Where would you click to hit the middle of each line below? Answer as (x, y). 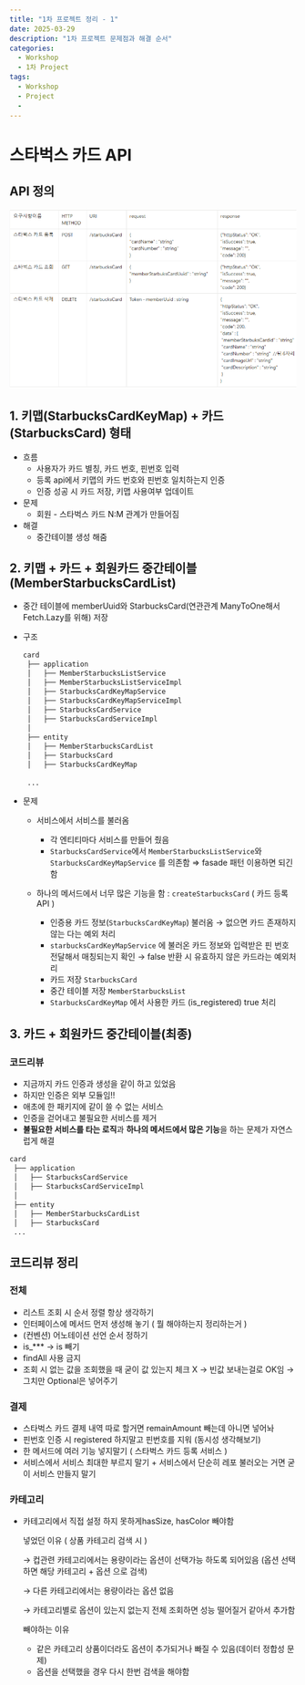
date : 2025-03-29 (42, 29)
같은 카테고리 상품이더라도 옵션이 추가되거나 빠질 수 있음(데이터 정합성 (160, 1649)
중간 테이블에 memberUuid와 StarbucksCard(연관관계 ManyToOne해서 (151, 606)
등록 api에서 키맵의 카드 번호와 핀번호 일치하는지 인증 (131, 480)
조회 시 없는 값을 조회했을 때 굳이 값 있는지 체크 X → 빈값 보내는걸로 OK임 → (158, 1369)
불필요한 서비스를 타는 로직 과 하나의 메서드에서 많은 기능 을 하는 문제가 (145, 1129)
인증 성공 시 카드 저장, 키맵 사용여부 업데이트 (115, 491)
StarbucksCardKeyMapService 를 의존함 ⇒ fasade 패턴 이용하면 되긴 (171, 863)
